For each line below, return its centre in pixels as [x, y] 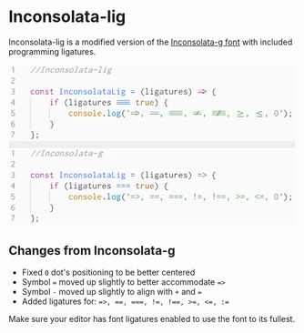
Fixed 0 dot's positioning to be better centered [108, 272]
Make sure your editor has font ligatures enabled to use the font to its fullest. [152, 319]
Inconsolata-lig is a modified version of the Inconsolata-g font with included [151, 42]
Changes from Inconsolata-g [92, 251]
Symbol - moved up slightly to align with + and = [111, 292]
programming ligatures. [52, 51]
